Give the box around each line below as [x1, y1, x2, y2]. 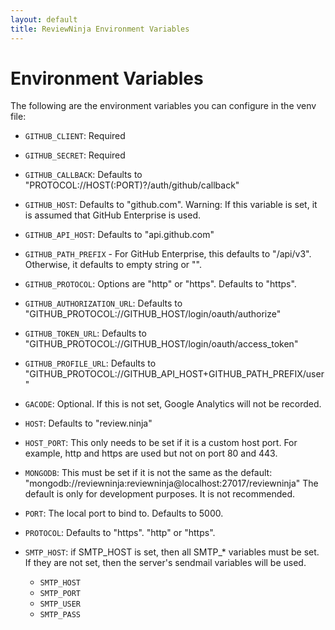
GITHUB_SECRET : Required [24, 149, 126, 161]
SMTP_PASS [39, 610, 82, 620]
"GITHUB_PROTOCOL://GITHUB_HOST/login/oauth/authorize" [24, 308, 282, 320]
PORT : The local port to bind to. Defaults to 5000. [24, 507, 224, 520]
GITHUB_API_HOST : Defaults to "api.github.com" [24, 229, 215, 241]
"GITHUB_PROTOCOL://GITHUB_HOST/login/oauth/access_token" [24, 338, 299, 350]
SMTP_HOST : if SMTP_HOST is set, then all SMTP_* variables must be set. [24, 546, 320, 558]
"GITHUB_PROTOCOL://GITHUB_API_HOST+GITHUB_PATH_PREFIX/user [24, 368, 325, 380]
